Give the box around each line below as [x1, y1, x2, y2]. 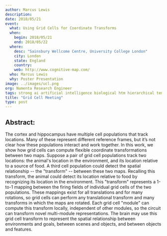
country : [14, 63, 32, 68]
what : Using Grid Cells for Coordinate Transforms [9, 26, 117, 31]
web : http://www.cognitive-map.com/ [14, 68, 90, 73]
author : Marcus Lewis [5, 7, 50, 12]
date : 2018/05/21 [5, 16, 41, 21]
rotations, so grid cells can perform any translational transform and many [5, 194, 155, 200]
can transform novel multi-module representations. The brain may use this [5, 210, 158, 216]
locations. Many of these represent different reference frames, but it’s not [5, 136, 156, 142]
